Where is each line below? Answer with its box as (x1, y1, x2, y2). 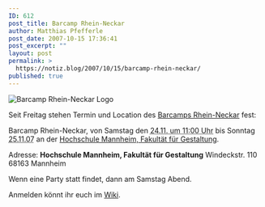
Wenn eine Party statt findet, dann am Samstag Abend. (8, 174, 192, 184)
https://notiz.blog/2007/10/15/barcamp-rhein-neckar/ (15, 65, 201, 73)
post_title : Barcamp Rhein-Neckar (8, 19, 126, 27)
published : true (8, 72, 63, 80)
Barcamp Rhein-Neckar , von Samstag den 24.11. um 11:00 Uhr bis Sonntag (8, 125, 255, 135)
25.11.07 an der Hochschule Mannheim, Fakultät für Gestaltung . (8, 134, 220, 144)
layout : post (8, 49, 53, 57)
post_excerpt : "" (8, 42, 67, 50)
